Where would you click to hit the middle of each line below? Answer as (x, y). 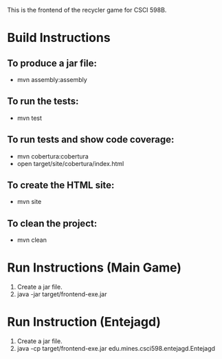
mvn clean (32, 240)
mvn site (29, 202)
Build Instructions (59, 38)
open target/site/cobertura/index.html (70, 163)
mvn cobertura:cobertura (53, 156)
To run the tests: (43, 102)
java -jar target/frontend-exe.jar (62, 294)
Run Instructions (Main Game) (95, 268)
